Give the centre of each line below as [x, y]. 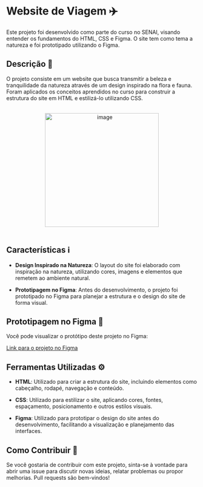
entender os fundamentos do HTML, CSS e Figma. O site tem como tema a [99, 38]
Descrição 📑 [30, 64]
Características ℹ [38, 250]
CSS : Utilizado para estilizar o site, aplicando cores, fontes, [89, 400]
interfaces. [28, 431]
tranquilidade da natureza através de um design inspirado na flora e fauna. [99, 85]
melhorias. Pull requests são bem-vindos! [58, 478]
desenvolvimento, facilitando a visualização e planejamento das [95, 424]
